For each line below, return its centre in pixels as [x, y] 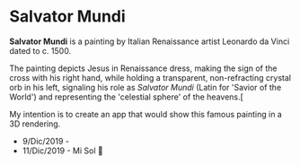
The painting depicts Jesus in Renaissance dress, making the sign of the [143, 68]
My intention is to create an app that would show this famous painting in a [146, 114]
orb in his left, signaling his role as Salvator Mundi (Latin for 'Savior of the [146, 87]
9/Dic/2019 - [46, 141]
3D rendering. [35, 124]
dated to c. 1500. [40, 50]
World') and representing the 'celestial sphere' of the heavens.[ [127, 97]
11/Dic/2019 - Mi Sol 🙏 [62, 151]
